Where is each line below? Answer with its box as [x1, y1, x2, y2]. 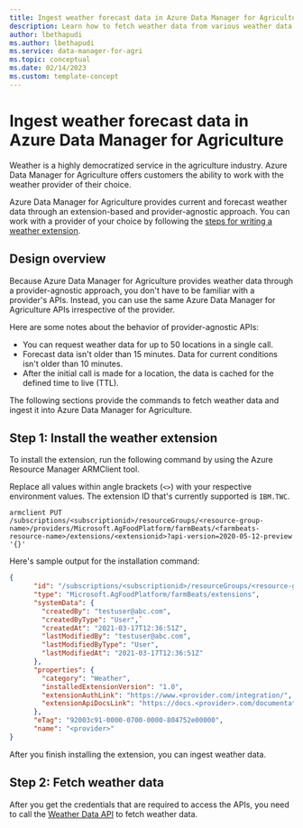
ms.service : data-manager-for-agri [9, 47, 143, 56]
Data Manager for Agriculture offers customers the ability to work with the [9, 169, 284, 180]
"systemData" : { [32, 598, 95, 607]
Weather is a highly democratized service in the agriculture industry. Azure [9, 160, 288, 170]
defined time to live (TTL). [22, 377, 119, 388]
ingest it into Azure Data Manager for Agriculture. [9, 404, 192, 415]
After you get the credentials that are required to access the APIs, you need [9, 799, 290, 810]
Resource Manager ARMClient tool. [9, 464, 140, 474]
